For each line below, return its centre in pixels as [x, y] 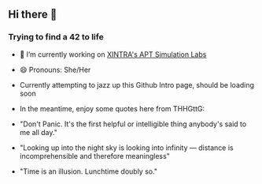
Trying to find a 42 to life [56, 37]
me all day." [38, 132]
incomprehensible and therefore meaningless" [95, 156]
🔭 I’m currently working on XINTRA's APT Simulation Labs [113, 54]
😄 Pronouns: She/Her [55, 69]
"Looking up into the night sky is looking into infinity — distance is [126, 148]
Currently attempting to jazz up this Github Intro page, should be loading [137, 84]
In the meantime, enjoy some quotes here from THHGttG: [112, 108]
